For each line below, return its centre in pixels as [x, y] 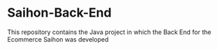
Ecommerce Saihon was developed [58, 39]
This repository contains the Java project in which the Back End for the [109, 32]
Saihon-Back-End [59, 13]
